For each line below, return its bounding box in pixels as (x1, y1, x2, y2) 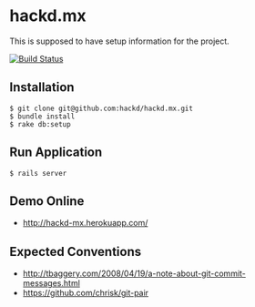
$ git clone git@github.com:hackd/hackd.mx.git (9, 104, 194, 113)
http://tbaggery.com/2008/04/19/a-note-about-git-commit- (22, 268, 246, 279)
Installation (9, 79, 75, 96)
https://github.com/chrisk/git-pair (22, 288, 148, 299)
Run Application (9, 145, 103, 160)
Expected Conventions (9, 243, 142, 260)
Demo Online (9, 193, 85, 209)
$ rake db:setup (9, 119, 71, 128)
